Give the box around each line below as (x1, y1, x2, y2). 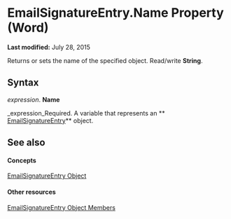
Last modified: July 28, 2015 (7, 43, 91, 51)
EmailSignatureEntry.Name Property (7, 5, 224, 21)
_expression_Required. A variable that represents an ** (7, 108, 166, 117)
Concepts (7, 156, 36, 164)
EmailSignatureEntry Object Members (7, 203, 115, 211)
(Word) (7, 20, 49, 36)
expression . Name (7, 95, 60, 104)
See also (7, 136, 45, 148)
